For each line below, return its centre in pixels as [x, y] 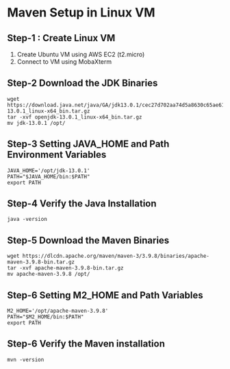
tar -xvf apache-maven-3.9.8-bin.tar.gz [66, 268]
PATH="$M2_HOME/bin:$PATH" [46, 317]
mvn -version [26, 359]
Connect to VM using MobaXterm [64, 62]
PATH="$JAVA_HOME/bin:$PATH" [49, 176]
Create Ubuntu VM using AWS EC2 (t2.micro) [81, 54]
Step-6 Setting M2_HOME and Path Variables [105, 295]
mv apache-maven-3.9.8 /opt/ [49, 274]
